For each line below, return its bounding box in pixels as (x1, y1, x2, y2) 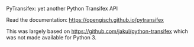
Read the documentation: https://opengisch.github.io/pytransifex (6, 16, 164, 23)
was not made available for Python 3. (6, 34, 96, 41)
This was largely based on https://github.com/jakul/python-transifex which (6, 28, 188, 35)
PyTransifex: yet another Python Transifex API (6, 5, 118, 12)
